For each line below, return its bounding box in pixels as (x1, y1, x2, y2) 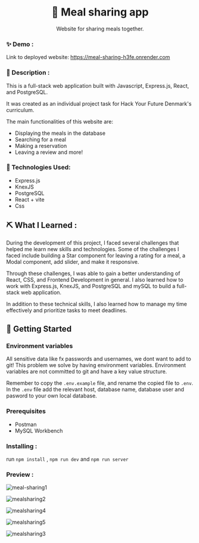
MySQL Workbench (14, 427, 63, 434)
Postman (14, 421, 37, 428)
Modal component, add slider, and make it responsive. (6, 258, 139, 265)
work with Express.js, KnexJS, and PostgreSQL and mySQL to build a (6, 282, 176, 289)
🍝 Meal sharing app (51, 5, 149, 19)
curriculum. (6, 106, 35, 113)
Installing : (6, 442, 38, 450)
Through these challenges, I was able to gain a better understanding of (6, 270, 181, 277)
